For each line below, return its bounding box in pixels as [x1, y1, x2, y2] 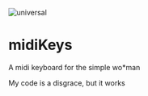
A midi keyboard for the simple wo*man [8, 62, 141, 72]
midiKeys [8, 36, 73, 54]
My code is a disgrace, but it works [8, 77, 125, 88]
